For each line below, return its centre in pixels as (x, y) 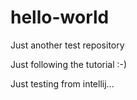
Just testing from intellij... (62, 83)
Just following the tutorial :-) (69, 64)
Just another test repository (67, 45)
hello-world (60, 17)
